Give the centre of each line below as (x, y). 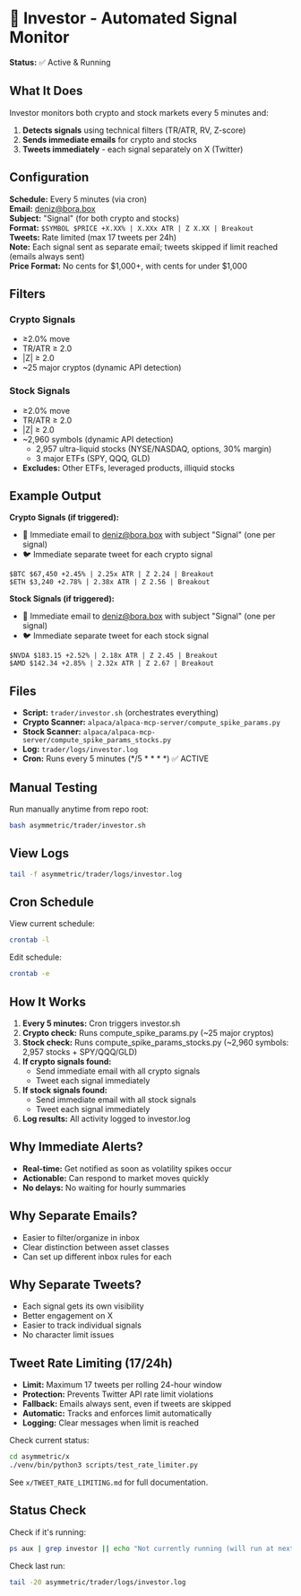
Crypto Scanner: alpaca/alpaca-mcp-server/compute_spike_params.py (151, 723)
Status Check (48, 1510)
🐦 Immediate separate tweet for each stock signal (115, 636)
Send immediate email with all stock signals (116, 1100)
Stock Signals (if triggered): (62, 599)
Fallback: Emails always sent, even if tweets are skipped (126, 1404)
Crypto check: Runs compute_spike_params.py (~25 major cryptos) (148, 1032)
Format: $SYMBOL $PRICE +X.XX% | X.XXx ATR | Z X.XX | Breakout (132, 227)
